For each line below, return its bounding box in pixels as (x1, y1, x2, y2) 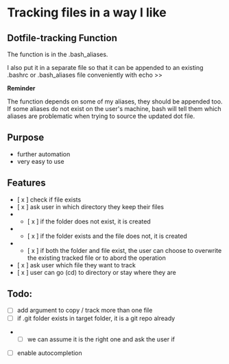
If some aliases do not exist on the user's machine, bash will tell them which (7, 105, 221, 112)
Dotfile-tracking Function (7, 32, 118, 44)
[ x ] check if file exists (16, 195, 82, 204)
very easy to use (16, 157, 64, 165)
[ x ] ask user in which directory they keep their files (16, 202, 165, 210)
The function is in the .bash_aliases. (7, 50, 108, 58)
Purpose (7, 132, 45, 143)
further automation (16, 149, 71, 158)
